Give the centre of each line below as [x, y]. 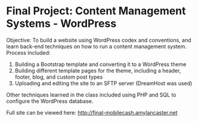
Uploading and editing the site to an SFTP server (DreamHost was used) [103, 83]
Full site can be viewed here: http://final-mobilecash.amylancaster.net [92, 112]
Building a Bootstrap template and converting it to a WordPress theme [100, 64]
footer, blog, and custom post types [59, 77]
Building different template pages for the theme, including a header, [98, 70]
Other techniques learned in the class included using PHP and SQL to [91, 95]
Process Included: [28, 52]
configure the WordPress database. [50, 101]
